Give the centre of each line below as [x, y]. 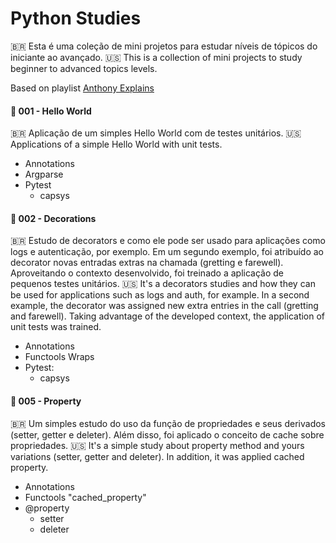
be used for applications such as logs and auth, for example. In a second [160, 295]
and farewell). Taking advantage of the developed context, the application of [168, 316]
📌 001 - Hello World [51, 111]
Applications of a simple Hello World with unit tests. [116, 144]
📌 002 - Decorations [53, 218]
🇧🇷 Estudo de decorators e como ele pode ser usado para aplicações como [168, 241]
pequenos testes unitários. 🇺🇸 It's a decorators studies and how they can [163, 284]
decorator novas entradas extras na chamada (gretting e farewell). [147, 263]
